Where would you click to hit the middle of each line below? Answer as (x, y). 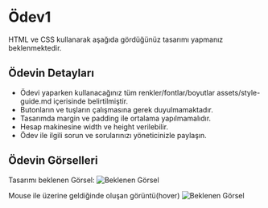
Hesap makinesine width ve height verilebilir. (94, 126)
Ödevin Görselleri (53, 161)
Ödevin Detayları (52, 73)
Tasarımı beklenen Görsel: (52, 180)
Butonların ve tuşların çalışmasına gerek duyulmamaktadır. (116, 109)
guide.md (36, 101)
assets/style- (239, 92)
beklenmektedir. (35, 47)
